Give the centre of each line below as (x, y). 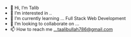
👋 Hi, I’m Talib (24, 8)
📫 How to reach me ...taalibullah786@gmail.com (61, 29)
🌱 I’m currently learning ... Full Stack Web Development (68, 18)
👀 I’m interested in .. (31, 13)
